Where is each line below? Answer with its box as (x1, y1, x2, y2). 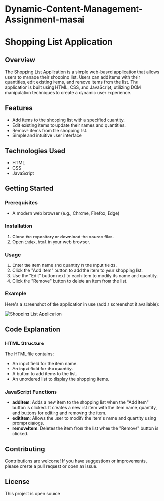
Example (5, 290, 27, 297)
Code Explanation (5, 325, 60, 333)
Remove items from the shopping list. (12, 128, 88, 133)
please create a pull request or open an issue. (5, 463, 98, 469)
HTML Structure (5, 340, 44, 346)
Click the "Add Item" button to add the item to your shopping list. (12, 267, 143, 273)
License (5, 477, 30, 486)
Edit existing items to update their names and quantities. (12, 122, 126, 128)
